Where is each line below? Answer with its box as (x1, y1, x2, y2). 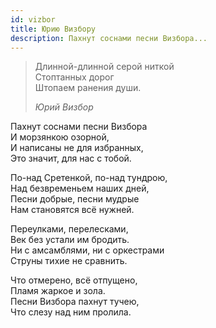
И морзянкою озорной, (10, 131, 110, 143)
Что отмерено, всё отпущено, (10, 274, 138, 286)
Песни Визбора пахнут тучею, (10, 296, 140, 308)
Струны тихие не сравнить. (10, 255, 128, 267)
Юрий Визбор (34, 101, 94, 113)
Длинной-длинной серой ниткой (34, 61, 175, 73)
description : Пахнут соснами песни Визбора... (10, 33, 208, 43)
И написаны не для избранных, (10, 142, 144, 154)
